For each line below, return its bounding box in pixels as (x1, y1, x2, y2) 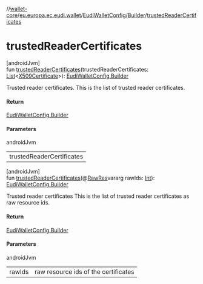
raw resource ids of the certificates (34, 267, 135, 276)
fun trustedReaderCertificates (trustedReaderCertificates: (6, 66, 148, 73)
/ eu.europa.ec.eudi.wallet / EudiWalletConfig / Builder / (17, 12, 147, 19)
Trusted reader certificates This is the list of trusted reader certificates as (6, 192, 190, 200)
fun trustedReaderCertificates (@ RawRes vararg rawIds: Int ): (6, 174, 155, 181)
